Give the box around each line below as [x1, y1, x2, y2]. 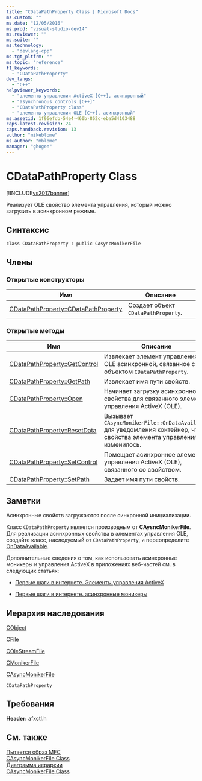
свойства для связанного [104, 394, 179, 403]
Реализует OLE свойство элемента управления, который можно [6, 201, 172, 208]
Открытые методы [6, 326, 65, 335]
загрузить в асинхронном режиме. [6, 207, 96, 215]
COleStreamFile [6, 647, 45, 654]
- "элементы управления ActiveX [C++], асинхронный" [11, 93, 147, 99]
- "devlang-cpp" [11, 48, 52, 54]
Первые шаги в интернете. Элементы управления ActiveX [14, 579, 164, 586]
